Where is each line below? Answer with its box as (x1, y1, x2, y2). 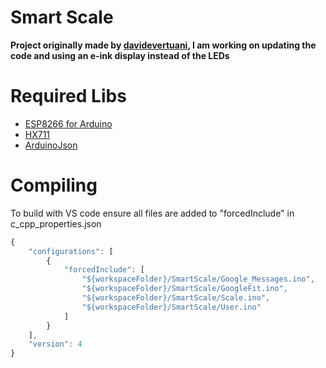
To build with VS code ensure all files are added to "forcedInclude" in (10, 207, 295, 219)
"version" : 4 (28, 339, 83, 350)
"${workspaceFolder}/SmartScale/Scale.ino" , (81, 293, 271, 303)
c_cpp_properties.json (10, 217, 102, 230)
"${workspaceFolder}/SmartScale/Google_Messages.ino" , (81, 274, 315, 285)
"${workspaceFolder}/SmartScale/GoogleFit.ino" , (81, 284, 288, 294)
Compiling (10, 174, 98, 197)
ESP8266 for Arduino (24, 117, 113, 130)
